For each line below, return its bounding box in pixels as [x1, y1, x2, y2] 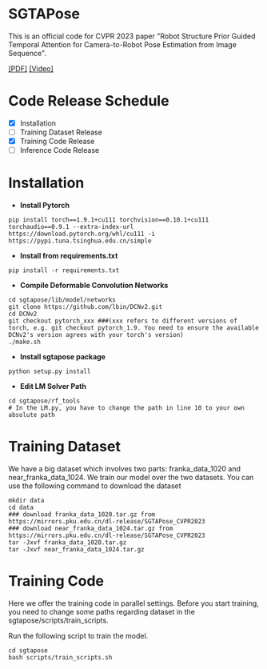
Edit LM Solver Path [19, 382, 86, 391]
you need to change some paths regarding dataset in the [8, 607, 196, 616]
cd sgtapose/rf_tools [8, 397, 81, 405]
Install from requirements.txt [19, 251, 118, 261]
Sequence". [8, 48, 46, 58]
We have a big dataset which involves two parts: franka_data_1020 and [8, 464, 241, 473]
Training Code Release [19, 137, 95, 146]
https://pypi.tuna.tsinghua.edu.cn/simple [8, 237, 152, 245]
